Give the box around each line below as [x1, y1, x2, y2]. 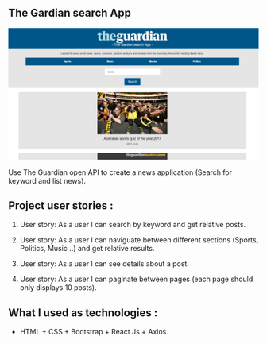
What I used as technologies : [8, 306, 158, 319]
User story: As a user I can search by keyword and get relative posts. [19, 220, 246, 230]
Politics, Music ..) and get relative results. [19, 244, 155, 253]
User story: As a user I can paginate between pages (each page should [19, 274, 253, 284]
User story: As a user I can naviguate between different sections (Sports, [19, 235, 259, 245]
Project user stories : [8, 199, 114, 212]
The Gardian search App [8, 6, 131, 20]
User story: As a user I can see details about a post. [19, 259, 189, 269]
